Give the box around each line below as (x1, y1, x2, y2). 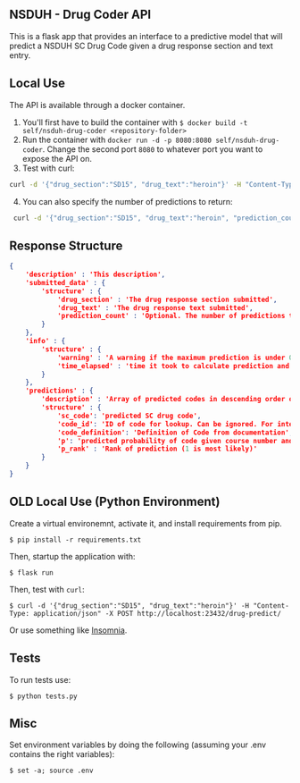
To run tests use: (9, 674, 71, 685)
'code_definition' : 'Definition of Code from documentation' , (56, 428, 294, 437)
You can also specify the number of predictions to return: (21, 196, 234, 206)
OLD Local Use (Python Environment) (9, 494, 221, 509)
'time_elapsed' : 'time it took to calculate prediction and (56, 361, 290, 370)
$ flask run (9, 568, 54, 577)
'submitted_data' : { (25, 278, 105, 287)
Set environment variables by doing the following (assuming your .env (9, 739, 266, 750)
